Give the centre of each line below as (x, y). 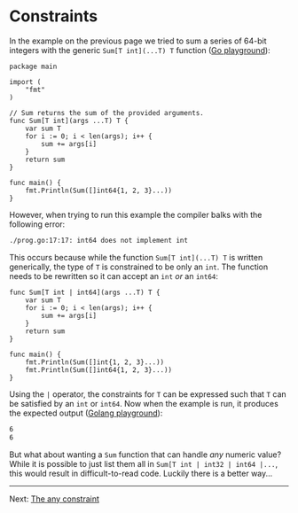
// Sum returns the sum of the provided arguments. (106, 113)
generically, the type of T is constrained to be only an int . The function (139, 267)
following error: (37, 224)
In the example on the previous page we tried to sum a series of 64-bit (138, 41)
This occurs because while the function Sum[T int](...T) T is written (136, 257)
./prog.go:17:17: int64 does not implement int (99, 240)
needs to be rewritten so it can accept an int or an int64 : (114, 276)
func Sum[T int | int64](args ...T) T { (85, 292)
